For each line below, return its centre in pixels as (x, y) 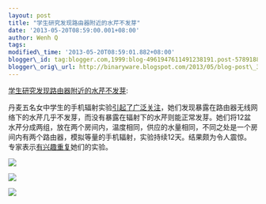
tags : (17, 45)
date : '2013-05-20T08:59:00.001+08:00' (74, 30)
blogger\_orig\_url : (42, 67)
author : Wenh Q (33, 38)
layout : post (30, 15)
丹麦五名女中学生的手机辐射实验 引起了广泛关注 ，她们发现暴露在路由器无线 (129, 107)
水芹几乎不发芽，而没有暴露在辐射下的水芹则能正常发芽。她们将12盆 (140, 117)
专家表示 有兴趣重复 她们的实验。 (60, 146)
